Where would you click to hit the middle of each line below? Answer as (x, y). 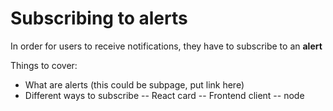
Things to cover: (44, 65)
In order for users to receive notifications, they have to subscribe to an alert (166, 46)
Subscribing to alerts (99, 18)
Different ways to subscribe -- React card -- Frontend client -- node (164, 95)
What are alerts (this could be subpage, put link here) (134, 84)
